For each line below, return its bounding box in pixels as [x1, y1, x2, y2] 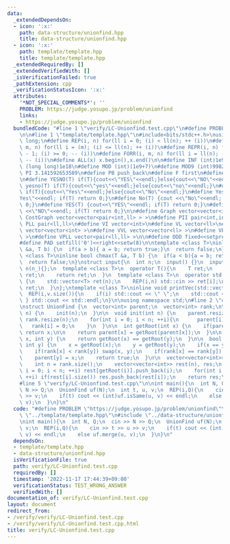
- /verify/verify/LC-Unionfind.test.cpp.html [7, 520, 139, 527]
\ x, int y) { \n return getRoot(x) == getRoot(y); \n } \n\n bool [19, 335, 222, 342]
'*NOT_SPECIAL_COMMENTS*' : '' [19, 99, 106, 106]
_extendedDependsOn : [13, 16, 72, 23]
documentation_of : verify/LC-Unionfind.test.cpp [7, 495, 149, 501]
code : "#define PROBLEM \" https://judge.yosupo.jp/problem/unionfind [13, 405, 216, 412]
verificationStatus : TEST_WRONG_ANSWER [13, 482, 127, 489]
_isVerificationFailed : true [13, 73, 97, 81]
